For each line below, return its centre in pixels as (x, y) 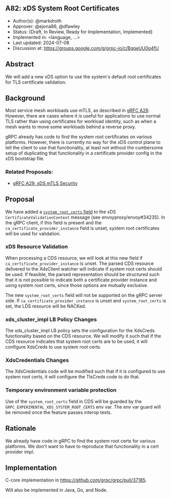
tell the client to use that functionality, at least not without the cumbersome (84, 148)
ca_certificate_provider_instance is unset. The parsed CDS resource (80, 263)
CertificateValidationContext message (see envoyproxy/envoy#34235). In (85, 217)
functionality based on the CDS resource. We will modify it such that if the (83, 336)
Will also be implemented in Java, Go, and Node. (57, 490)
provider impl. (20, 452)
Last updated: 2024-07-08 (41, 43)
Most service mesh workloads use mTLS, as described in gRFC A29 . (78, 110)
